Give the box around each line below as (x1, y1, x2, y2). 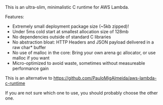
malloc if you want (12, 55, 50, 61)
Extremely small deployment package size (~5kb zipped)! (12, 23, 129, 29)
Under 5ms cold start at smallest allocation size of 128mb (12, 29, 129, 34)
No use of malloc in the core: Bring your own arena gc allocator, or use (12, 50, 156, 55)
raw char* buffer (12, 45, 46, 50)
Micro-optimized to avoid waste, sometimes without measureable (12, 60, 145, 66)
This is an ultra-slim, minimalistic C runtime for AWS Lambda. (5, 4, 130, 10)
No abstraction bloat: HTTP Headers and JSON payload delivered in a (12, 39, 154, 45)
